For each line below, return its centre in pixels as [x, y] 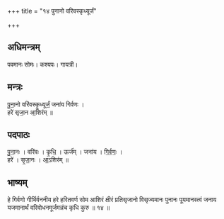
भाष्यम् [17, 182]
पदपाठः [19, 135]
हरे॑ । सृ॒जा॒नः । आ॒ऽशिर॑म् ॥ [38, 160]
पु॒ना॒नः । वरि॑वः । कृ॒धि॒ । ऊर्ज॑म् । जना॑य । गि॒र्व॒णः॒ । [65, 152]
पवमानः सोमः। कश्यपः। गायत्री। [43, 64]
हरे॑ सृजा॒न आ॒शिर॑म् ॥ [30, 112]
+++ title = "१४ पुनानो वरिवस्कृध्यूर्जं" [52, 11]
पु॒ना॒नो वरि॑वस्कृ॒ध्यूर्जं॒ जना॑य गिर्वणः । [46, 104]
